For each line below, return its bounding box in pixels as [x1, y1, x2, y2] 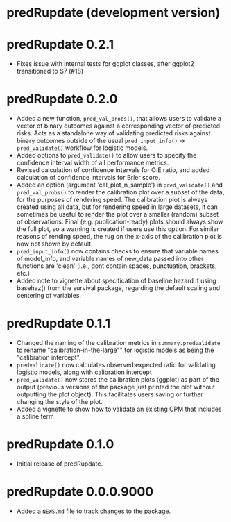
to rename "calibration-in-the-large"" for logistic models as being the [16, 346, 214, 354]
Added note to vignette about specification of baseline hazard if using [16, 276, 216, 285]
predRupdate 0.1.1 [6, 316, 111, 331]
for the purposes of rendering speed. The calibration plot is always [16, 196, 208, 204]
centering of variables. [16, 292, 81, 300]
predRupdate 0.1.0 [6, 437, 114, 453]
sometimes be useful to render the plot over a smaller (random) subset [16, 210, 219, 219]
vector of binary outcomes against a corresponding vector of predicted [16, 121, 221, 130]
